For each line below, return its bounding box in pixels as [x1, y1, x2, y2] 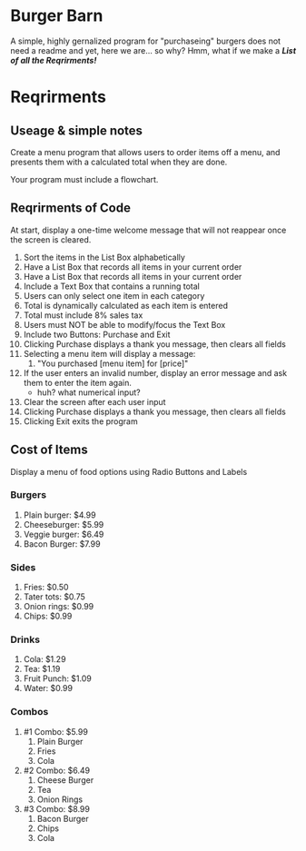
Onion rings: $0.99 [23, 601, 94, 612]
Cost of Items [10, 442, 89, 458]
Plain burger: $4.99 [23, 510, 96, 520]
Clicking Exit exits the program [23, 415, 139, 427]
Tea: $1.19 [23, 664, 61, 675]
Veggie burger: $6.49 [23, 529, 104, 539]
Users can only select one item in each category [23, 290, 205, 301]
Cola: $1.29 [23, 654, 66, 665]
